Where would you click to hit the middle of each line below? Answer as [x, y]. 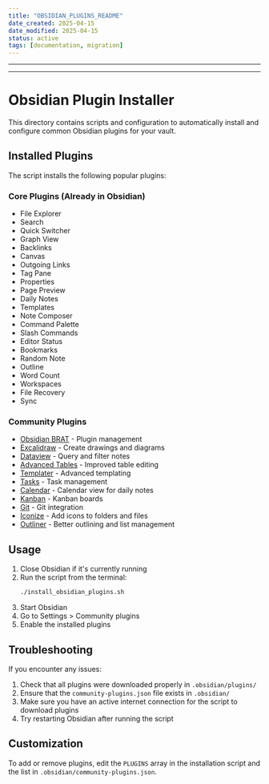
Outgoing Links [45, 265]
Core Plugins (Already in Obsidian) [77, 196]
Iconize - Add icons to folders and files [84, 516]
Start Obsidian [44, 608]
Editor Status [41, 341]
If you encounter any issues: [55, 669]
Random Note [42, 358]
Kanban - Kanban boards [61, 499]
